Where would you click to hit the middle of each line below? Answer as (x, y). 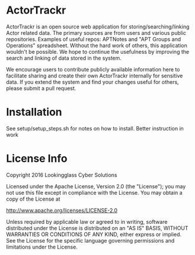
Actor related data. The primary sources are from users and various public (96, 32)
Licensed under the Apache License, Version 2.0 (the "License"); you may (96, 186)
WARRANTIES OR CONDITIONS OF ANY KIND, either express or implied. (94, 234)
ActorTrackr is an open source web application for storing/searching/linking (98, 27)
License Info (37, 158)
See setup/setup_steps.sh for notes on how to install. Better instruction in (95, 128)
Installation (34, 112)
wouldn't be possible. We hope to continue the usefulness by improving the (98, 51)
